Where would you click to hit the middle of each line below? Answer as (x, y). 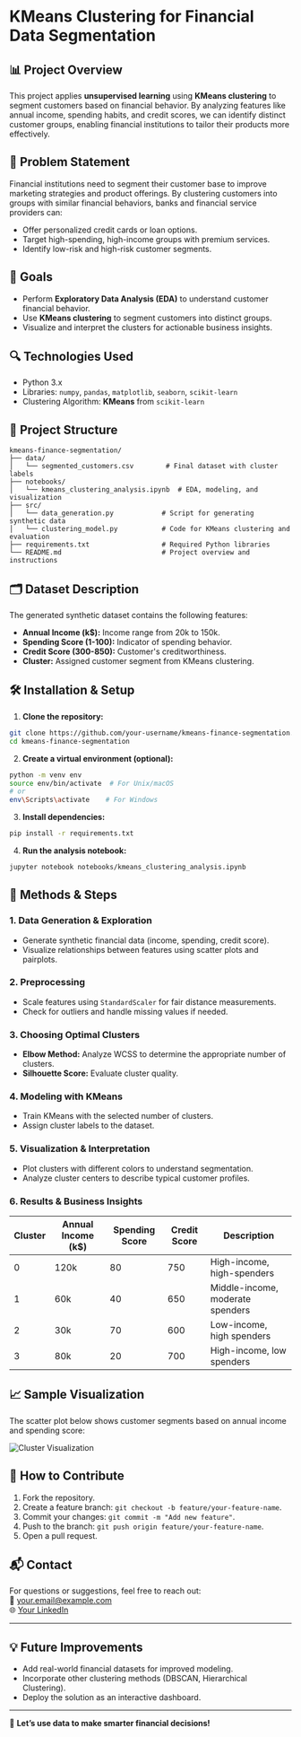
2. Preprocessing (47, 982)
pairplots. (40, 959)
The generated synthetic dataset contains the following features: (129, 615)
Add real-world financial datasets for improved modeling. (128, 1669)
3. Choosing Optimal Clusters (75, 1034)
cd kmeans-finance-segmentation (69, 741)
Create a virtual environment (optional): (98, 758)
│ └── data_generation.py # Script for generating (132, 513)
